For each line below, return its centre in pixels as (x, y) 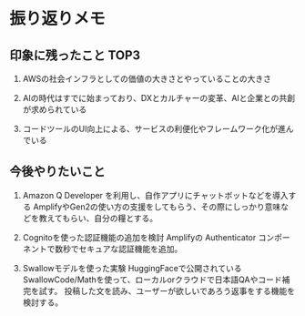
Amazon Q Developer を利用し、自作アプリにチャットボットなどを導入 (155, 195)
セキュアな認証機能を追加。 (131, 249)
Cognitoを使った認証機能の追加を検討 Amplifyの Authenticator (139, 237)
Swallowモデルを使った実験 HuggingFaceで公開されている (132, 268)
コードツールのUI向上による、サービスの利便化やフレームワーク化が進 (154, 129)
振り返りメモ (58, 19)
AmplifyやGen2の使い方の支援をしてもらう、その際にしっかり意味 (157, 207)
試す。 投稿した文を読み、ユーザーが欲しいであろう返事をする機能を (167, 291)
